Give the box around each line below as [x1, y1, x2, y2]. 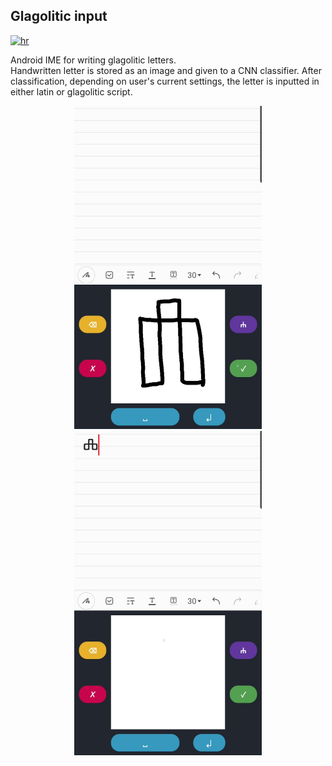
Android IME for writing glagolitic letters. [10, 54, 177, 66]
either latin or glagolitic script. [10, 85, 133, 98]
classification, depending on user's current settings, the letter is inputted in [10, 75, 320, 87]
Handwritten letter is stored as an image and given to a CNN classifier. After [10, 64, 322, 76]
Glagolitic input [10, 8, 108, 25]
